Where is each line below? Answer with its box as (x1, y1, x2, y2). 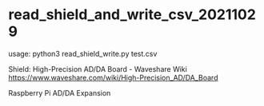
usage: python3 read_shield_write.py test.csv (8, 49, 158, 58)
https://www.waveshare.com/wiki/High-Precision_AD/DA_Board (8, 73, 218, 82)
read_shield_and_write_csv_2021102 (8, 6, 256, 24)
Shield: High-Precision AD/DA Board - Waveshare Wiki (8, 64, 188, 73)
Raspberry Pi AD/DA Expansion (8, 88, 111, 97)
